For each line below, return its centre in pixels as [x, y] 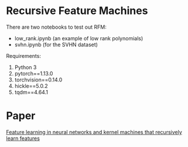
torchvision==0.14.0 [38, 80]
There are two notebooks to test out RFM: [57, 27]
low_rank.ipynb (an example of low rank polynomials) [79, 38]
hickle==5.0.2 [31, 86]
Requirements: [23, 56]
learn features [23, 138]
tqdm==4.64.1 [31, 92]
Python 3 [25, 67]
